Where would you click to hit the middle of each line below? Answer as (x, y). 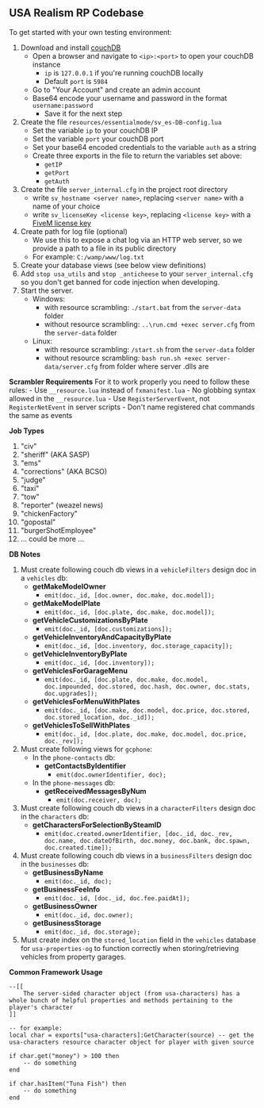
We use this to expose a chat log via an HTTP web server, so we (137, 240)
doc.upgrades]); (71, 693)
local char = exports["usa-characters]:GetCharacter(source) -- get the (132, 1035)
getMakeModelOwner (69, 586)
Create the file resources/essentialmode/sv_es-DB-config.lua (121, 121)
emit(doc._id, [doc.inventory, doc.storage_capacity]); (138, 646)
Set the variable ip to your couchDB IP (95, 130)
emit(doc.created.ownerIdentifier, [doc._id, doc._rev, (138, 834)
